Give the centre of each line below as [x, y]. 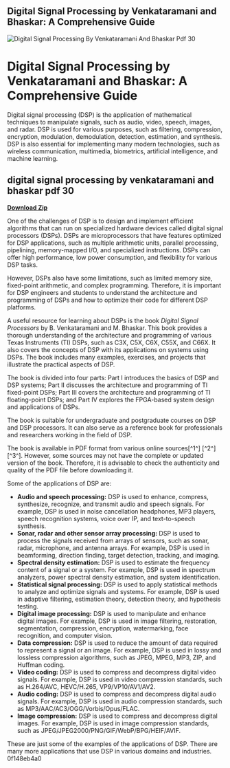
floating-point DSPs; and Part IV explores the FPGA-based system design [111, 399]
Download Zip [27, 207]
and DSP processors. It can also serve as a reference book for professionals [115, 427]
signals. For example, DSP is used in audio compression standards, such [119, 701]
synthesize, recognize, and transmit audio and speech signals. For [111, 504]
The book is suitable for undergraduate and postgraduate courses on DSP [112, 420]
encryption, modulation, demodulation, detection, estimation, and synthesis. [115, 136]
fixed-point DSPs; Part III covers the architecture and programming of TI [109, 392]
